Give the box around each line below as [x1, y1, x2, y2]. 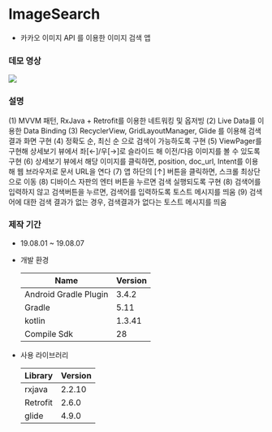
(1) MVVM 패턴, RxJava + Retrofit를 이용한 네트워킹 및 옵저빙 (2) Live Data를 [8, 116, 256, 125]
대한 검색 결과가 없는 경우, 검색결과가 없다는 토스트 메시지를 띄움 [23, 197, 227, 207]
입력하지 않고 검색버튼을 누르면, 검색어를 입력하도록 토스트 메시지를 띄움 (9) [8, 186, 248, 196]
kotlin [24, 315, 46, 326]
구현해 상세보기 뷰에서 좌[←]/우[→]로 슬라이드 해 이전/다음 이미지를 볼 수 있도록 [8, 146, 261, 155]
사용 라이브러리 [19, 350, 69, 360]
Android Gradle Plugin [24, 288, 109, 299]
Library [24, 369, 54, 381]
